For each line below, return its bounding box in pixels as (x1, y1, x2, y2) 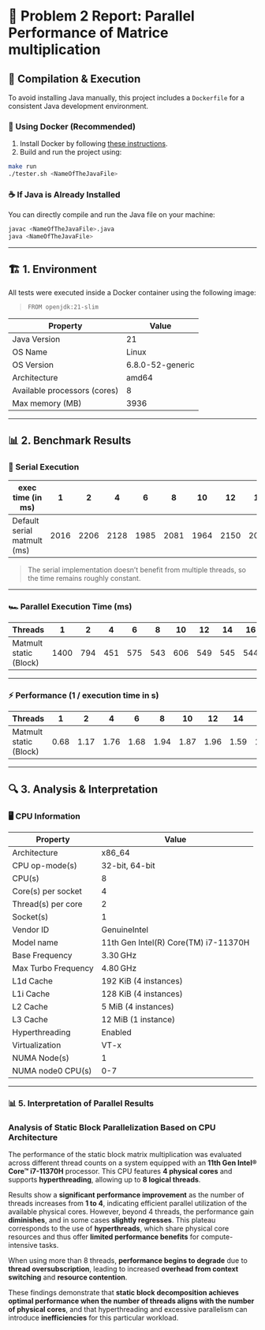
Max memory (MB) (12, 398, 82, 409)
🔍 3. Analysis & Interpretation (8, 782, 159, 796)
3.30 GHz (101, 950, 136, 961)
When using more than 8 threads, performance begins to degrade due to (8, 1256, 248, 1265)
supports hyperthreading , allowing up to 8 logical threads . (8, 1175, 201, 1185)
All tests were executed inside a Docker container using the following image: (8, 287, 256, 297)
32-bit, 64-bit (101, 860, 155, 871)
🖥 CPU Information (8, 811, 80, 822)
